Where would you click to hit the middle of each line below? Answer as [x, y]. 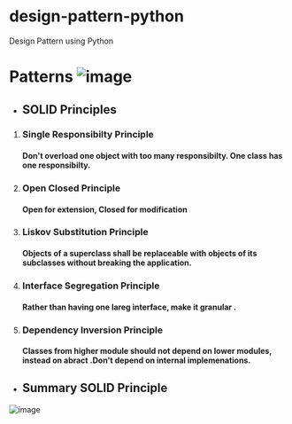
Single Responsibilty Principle [88, 135]
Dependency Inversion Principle [92, 330]
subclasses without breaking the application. [107, 263]
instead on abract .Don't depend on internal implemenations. [136, 360]
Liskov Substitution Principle [85, 232]
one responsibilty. [56, 165]
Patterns [41, 77]
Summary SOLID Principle [95, 388]
